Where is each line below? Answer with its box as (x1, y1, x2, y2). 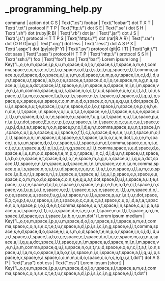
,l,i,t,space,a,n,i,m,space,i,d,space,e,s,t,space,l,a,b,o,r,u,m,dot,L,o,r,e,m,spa (5, 134, 158, 140)
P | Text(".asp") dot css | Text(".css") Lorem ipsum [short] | (5, 259, 124, 266)
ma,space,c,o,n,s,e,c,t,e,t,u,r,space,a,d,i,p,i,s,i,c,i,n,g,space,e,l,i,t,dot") (5, 270, 148, 276)
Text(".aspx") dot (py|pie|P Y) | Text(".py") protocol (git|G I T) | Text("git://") (5, 46, 158, 52)
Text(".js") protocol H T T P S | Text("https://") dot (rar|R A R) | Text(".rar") (5, 35, 155, 41)
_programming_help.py (5, 3, 102, 15)
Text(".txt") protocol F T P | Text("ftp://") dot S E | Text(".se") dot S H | (5, 25, 146, 30)
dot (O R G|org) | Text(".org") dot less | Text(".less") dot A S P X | (5, 40, 136, 46)
